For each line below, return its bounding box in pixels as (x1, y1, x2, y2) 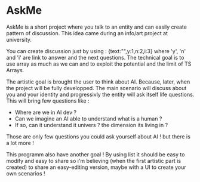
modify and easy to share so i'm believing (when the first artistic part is (6, 157, 181, 164)
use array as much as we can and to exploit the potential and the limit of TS (6, 60, 192, 67)
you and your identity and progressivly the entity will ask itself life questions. (6, 91, 195, 98)
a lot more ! (6, 139, 34, 146)
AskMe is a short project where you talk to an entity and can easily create (6, 23, 187, 30)
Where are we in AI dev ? (14, 109, 76, 116)
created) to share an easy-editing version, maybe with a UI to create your (6, 164, 186, 171)
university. (6, 36, 32, 43)
